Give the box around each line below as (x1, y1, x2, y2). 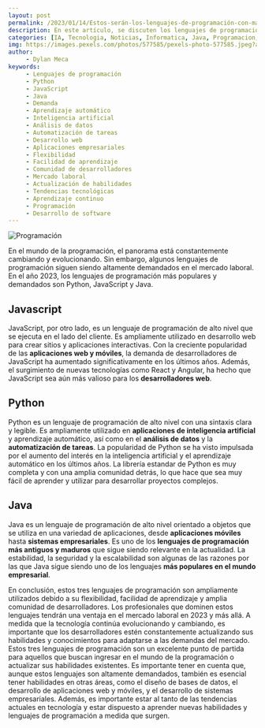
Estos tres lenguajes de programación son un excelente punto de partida (8, 644, 244, 653)
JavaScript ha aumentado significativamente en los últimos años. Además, (8, 357, 251, 366)
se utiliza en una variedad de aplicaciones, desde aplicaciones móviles (8, 528, 241, 537)
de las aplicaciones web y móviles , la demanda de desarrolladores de (8, 348, 237, 358)
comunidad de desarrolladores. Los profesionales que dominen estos (8, 602, 234, 611)
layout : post (8, 11, 51, 20)
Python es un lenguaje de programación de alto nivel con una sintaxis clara (8, 417, 252, 426)
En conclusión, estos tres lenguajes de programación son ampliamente (8, 585, 238, 595)
